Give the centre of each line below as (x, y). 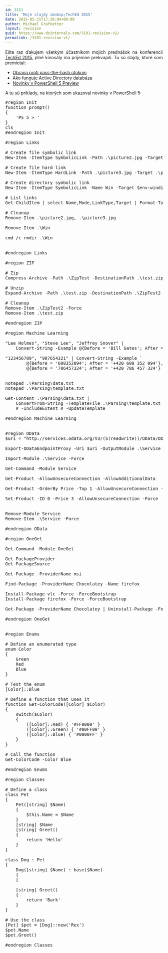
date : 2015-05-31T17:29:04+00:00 (40, 19)
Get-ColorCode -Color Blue (38, 759)
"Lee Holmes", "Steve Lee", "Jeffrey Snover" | (64, 343)
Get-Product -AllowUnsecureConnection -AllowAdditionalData (80, 479)
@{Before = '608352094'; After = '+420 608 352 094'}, (95, 363)
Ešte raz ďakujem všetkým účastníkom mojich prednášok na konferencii (84, 52)
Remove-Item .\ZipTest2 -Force (43, 308)
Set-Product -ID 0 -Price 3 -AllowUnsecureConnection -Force (82, 499)
